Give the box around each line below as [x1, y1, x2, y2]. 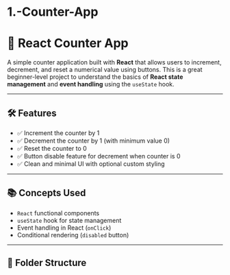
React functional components [16, 208, 100, 217]
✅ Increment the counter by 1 [16, 128, 100, 137]
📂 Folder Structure [7, 257, 87, 269]
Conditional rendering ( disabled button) [16, 230, 129, 239]
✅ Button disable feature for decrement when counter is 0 [16, 152, 181, 160]
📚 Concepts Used [7, 187, 86, 199]
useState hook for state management [16, 216, 122, 224]
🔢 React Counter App [7, 36, 129, 51]
